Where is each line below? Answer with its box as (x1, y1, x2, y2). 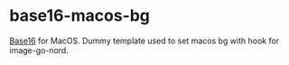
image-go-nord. (9, 44, 70, 55)
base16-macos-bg (9, 5, 151, 26)
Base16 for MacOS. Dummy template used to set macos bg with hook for (9, 35, 280, 46)
